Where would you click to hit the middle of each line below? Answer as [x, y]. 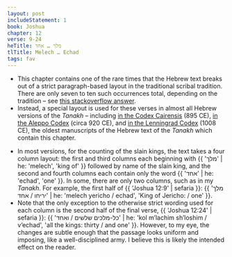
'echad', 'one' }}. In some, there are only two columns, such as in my [115, 181]
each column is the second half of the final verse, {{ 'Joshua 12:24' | [115, 210]
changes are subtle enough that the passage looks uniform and [108, 232]
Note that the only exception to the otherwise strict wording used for [115, 203]
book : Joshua [26, 26]
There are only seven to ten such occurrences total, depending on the [117, 93]
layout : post [26, 14]
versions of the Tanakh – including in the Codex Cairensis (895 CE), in [117, 115]
